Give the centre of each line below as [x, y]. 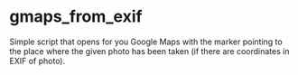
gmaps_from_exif [76, 17]
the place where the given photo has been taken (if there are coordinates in [149, 51]
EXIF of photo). [37, 61]
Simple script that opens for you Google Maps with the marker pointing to [146, 42]
